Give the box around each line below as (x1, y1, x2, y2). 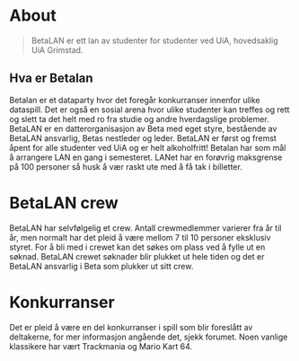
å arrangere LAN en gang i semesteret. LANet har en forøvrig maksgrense (9, 152, 283, 163)
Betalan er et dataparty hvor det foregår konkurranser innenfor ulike (9, 94, 260, 105)
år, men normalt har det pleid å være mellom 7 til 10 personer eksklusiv (9, 232, 271, 242)
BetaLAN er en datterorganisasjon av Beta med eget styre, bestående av (9, 123, 277, 134)
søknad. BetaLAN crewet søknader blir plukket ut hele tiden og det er (9, 251, 265, 261)
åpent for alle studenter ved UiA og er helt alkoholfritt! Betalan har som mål (9, 142, 286, 153)
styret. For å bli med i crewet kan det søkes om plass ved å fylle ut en (9, 242, 266, 252)
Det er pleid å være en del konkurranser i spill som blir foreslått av (9, 321, 253, 332)
